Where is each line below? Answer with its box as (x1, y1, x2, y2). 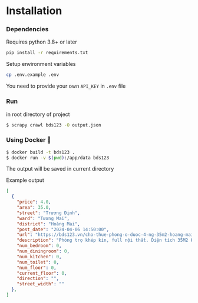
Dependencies (6, 25, 49, 34)
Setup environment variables (6, 61, 76, 68)
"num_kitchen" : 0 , (16, 254, 62, 259)
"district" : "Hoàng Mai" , (16, 221, 81, 227)
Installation (6, 4, 62, 18)
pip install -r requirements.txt (6, 50, 88, 56)
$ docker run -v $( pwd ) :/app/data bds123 (6, 155, 110, 161)
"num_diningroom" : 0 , (16, 248, 70, 254)
